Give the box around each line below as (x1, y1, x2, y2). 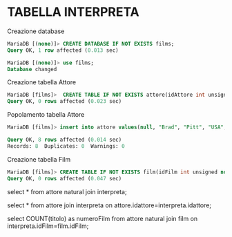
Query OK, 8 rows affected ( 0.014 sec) (7, 136, 122, 144)
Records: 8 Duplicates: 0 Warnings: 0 (7, 142, 126, 149)
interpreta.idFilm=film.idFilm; (7, 222, 89, 230)
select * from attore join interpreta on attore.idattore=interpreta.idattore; (7, 201, 212, 209)
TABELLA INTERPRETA (7, 4, 139, 20)
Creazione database (7, 27, 65, 35)
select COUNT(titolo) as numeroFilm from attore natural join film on (7, 214, 198, 222)
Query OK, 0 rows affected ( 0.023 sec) (7, 98, 122, 105)
